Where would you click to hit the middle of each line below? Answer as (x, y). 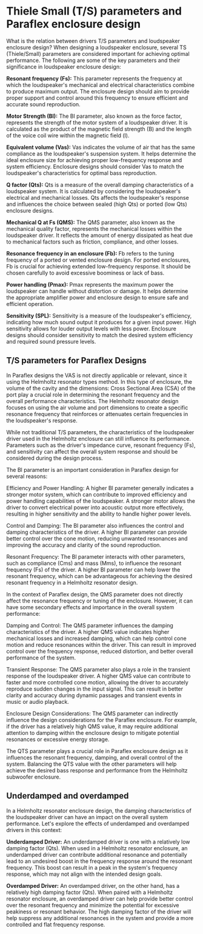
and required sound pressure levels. (51, 341)
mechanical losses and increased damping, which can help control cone (96, 638)
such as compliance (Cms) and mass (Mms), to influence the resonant (94, 563)
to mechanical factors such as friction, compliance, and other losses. (92, 242)
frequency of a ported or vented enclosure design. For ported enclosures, (98, 260)
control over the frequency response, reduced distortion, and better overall (100, 651)
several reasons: (27, 476)
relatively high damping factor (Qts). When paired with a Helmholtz (90, 892)
